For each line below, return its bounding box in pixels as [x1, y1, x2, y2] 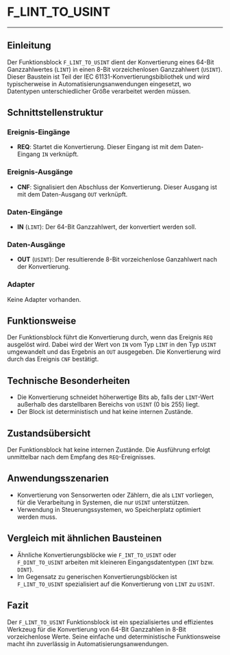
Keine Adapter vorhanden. [7, 295, 81, 303]
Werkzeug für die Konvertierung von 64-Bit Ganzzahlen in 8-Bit [7, 625, 186, 633]
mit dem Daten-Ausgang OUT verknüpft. [16, 190, 128, 198]
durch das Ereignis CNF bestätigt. [7, 355, 99, 363]
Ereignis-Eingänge [7, 127, 71, 137]
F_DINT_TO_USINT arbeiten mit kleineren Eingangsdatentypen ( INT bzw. [16, 558, 214, 566]
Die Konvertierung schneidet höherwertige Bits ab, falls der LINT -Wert [16, 393, 214, 401]
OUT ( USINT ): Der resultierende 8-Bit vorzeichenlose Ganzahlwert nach [16, 255, 218, 264]
